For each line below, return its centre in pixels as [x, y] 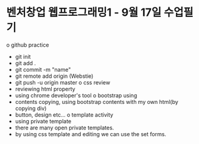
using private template [43, 121]
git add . [26, 63]
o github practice [28, 45]
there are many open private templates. [65, 128]
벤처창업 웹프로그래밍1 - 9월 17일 [84, 12]
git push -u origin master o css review [63, 82]
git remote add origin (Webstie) [54, 76]
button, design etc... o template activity [64, 115]
